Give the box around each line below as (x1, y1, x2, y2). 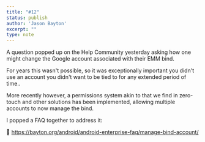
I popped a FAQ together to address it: (6, 117, 103, 124)
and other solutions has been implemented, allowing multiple (22, 99, 176, 106)
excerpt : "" (6, 26, 37, 32)
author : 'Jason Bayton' (6, 20, 67, 26)
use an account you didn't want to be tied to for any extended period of (6, 73, 187, 81)
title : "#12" (6, 9, 40, 15)
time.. (6, 80, 21, 88)
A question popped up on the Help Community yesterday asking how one (6, 48, 192, 56)
